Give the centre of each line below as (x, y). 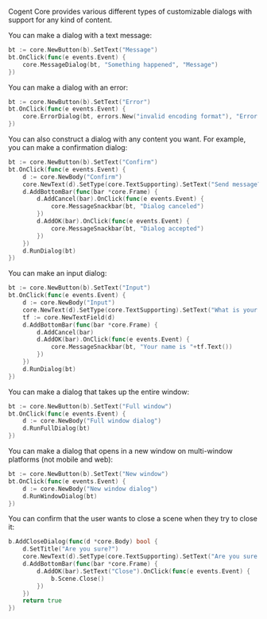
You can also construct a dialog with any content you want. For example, (127, 139)
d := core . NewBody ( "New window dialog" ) (90, 489)
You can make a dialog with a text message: (80, 35)
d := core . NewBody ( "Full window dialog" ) (92, 421)
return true (42, 601)
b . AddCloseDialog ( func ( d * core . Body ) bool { (83, 542)
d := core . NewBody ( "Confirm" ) (73, 177)
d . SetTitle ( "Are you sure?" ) (71, 549)
